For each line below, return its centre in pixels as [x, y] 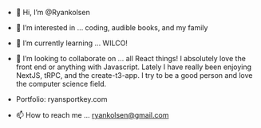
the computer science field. [61, 84]
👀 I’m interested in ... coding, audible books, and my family [112, 27]
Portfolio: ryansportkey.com [61, 99]
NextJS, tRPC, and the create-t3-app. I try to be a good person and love [134, 75]
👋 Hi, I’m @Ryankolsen [53, 12]
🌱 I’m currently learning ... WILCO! [71, 43]
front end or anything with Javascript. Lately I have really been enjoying [134, 67]
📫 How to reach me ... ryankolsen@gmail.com [92, 115]
